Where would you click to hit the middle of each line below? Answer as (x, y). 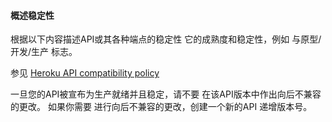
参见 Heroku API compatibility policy (85, 73)
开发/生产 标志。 (44, 52)
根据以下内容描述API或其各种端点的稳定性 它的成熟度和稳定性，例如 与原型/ (166, 39)
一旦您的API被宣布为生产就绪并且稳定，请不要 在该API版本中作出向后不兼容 (166, 94)
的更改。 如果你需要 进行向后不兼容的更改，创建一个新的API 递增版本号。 (161, 107)
